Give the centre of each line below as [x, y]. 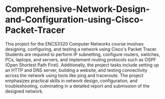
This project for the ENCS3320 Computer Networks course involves [74, 44]
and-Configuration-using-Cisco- [74, 20]
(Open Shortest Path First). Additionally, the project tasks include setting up [82, 65]
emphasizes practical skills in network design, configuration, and [71, 81]
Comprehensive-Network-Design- [78, 9]
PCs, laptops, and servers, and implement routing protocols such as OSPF [81, 59]
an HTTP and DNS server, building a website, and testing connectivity [76, 70]
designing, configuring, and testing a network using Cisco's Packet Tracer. [81, 49]
